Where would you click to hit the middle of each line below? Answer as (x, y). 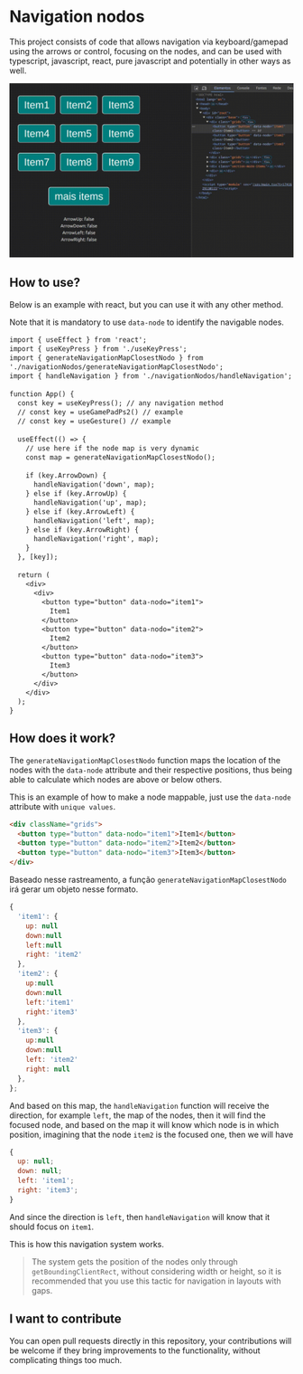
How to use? (45, 283)
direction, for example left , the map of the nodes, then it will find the (138, 1115)
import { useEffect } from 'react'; (78, 340)
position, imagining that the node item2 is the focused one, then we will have (151, 1134)
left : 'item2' (52, 1060)
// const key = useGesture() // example (94, 421)
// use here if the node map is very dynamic (113, 448)
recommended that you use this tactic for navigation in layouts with (156, 1281)
